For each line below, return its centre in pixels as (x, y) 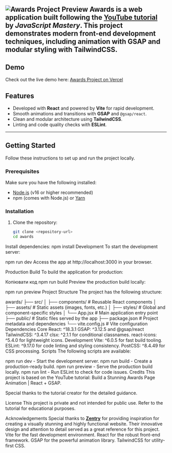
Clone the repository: (35, 222)
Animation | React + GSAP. (33, 383)
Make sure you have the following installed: (51, 183)
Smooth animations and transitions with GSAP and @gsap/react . (80, 114)
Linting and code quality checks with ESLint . (60, 125)
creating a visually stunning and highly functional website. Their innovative (84, 424)
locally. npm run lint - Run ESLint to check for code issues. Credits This (80, 372)
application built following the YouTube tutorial (81, 18)
